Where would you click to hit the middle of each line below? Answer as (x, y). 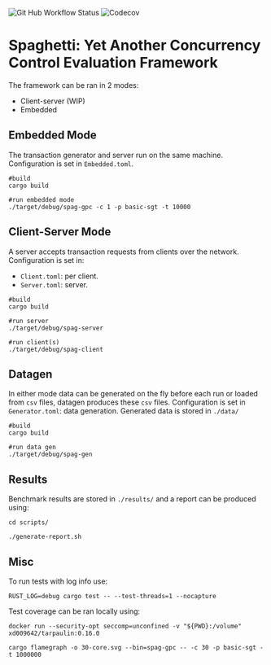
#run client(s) (34, 342)
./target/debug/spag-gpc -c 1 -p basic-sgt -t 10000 (100, 207)
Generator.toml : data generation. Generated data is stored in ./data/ (124, 411)
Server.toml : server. (54, 284)
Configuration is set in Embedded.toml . (71, 164)
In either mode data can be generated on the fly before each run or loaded (133, 394)
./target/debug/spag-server (56, 328)
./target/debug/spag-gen (50, 455)
